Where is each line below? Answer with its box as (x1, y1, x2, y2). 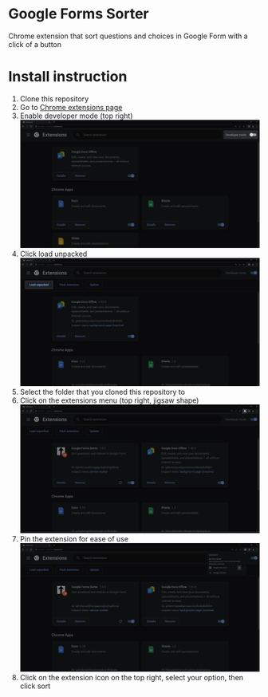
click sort (19, 681, 51, 691)
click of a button (8, 39, 62, 49)
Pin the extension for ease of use (19, 534, 129, 543)
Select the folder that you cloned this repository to (19, 387, 186, 396)
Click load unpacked (19, 249, 88, 259)
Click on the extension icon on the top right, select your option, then (19, 673, 244, 683)
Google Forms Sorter (8, 5, 149, 23)
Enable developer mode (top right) (19, 111, 133, 120)
